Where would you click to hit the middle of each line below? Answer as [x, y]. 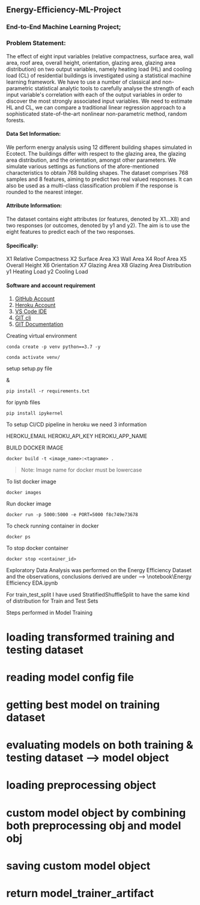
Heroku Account [35, 305]
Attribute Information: [34, 206]
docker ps [19, 537]
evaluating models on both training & [100, 745]
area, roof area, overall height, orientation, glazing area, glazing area [91, 62]
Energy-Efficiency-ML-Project [64, 10]
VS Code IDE [31, 311]
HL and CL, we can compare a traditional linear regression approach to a [96, 107]
